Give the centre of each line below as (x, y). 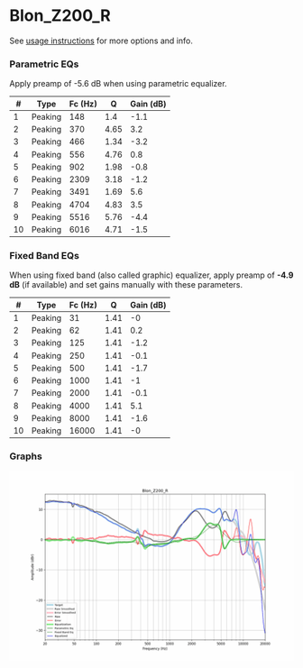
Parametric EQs (44, 64)
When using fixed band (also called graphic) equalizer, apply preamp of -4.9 (151, 275)
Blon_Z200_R (60, 16)
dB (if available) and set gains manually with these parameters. (126, 285)
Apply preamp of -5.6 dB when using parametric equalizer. (118, 84)
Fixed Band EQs (44, 255)
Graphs (26, 456)
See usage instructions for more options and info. (101, 41)
